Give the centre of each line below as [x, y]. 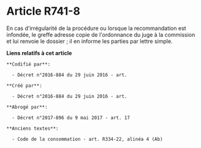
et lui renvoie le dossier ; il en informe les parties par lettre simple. [89, 41]
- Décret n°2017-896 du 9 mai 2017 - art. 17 [71, 117]
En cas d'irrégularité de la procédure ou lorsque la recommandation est [96, 28]
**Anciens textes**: [33, 128]
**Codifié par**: [28, 64]
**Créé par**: [25, 86]
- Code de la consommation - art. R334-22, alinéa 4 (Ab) [88, 139]
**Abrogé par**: [27, 107]
